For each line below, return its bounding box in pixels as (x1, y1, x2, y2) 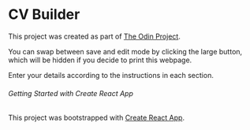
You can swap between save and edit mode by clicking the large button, (8, 46, 243, 56)
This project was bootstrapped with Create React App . (8, 113, 185, 123)
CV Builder (8, 6, 80, 24)
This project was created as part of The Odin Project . (8, 32, 181, 41)
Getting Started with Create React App (8, 88, 134, 98)
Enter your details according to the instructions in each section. (8, 70, 215, 80)
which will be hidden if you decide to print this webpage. (8, 55, 192, 65)
